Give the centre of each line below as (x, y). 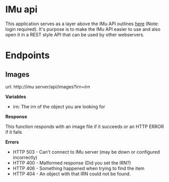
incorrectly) (25, 157)
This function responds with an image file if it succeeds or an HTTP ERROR (85, 126)
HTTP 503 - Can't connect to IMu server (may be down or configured (86, 152)
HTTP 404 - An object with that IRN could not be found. (72, 174)
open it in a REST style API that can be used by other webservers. (75, 34)
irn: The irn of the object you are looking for (59, 106)
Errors (12, 142)
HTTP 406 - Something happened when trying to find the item (79, 168)
